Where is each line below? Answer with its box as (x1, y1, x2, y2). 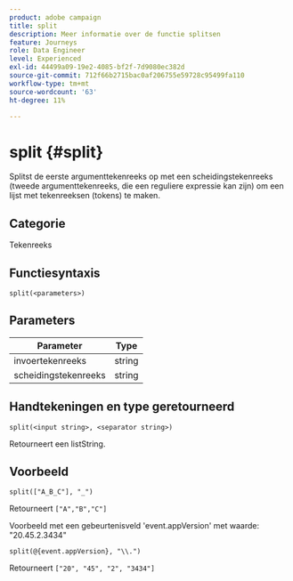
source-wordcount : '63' (9, 87, 98, 96)
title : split (9, 21, 58, 30)
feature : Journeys (9, 37, 77, 47)
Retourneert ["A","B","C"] (9, 504, 108, 514)
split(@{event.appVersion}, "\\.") (9, 547, 142, 556)
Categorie (9, 215, 66, 231)
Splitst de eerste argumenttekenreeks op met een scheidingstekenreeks (9, 171, 273, 182)
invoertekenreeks (13, 354, 87, 367)
